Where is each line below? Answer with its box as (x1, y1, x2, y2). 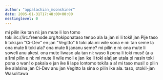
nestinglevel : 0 (5, 16, 38, 21)
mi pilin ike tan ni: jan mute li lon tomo (5, 30, 81, 35)
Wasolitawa (5, 71, 28, 77)
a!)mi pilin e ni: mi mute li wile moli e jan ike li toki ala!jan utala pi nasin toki (5, 55, 154, 61)
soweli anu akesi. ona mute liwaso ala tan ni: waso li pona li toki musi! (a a (5, 50, 153, 56)
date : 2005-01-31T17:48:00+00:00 (5, 12, 73, 16)
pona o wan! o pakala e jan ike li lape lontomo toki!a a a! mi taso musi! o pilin (5, 60, 158, 66)
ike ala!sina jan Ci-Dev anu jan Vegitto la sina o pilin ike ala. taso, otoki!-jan (5, 65, 155, 71)
